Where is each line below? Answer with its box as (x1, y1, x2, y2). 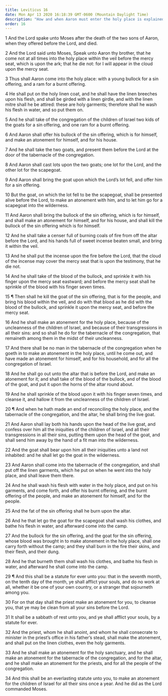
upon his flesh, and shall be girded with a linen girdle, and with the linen (5, 96, 153, 102)
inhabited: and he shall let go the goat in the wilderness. (5, 452, 120, 458)
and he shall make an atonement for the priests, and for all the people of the (5, 660, 161, 666)
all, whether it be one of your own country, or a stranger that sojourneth (5, 584, 153, 590)
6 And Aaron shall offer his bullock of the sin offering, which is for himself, (5, 131, 158, 138)
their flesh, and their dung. (5, 549, 60, 555)
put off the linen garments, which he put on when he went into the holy (5, 467, 151, 473)
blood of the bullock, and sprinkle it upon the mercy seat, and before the (5, 304, 154, 310)
